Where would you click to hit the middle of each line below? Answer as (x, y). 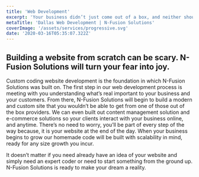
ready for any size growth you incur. (50, 143)
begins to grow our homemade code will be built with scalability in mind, (94, 137)
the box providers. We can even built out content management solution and (98, 112)
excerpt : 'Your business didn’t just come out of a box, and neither (94, 17)
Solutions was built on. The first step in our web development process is (94, 87)
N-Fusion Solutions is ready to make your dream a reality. (76, 167)
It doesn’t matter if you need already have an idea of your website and (92, 155)
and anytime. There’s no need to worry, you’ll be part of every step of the (95, 124)
